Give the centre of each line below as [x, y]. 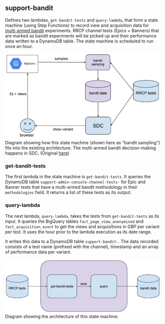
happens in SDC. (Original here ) [37, 153]
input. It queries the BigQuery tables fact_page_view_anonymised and [74, 221]
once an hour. [19, 46]
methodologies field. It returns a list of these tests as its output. [68, 193]
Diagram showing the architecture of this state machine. [62, 317]
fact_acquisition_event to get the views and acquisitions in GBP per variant [82, 226]
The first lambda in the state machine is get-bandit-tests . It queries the [78, 177]
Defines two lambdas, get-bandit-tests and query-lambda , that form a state [82, 20]
